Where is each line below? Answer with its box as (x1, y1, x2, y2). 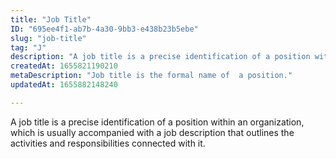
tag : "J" (10, 42, 47, 53)
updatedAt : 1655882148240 (10, 80, 118, 90)
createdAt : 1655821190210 (10, 61, 118, 71)
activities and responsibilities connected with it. (10, 137, 206, 149)
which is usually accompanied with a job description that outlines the (10, 126, 295, 138)
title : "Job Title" (10, 14, 92, 25)
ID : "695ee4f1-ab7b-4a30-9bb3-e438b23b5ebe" (10, 24, 199, 34)
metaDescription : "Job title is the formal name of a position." (10, 71, 293, 81)
